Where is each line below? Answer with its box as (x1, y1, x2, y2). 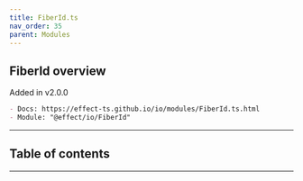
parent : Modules (9, 30, 70, 39)
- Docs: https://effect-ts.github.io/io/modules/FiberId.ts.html (9, 104, 260, 113)
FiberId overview (9, 63, 106, 78)
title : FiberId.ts (9, 13, 78, 23)
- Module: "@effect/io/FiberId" (9, 113, 131, 122)
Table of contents (9, 146, 110, 162)
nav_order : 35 (9, 22, 63, 31)
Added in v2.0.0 (9, 87, 69, 98)
